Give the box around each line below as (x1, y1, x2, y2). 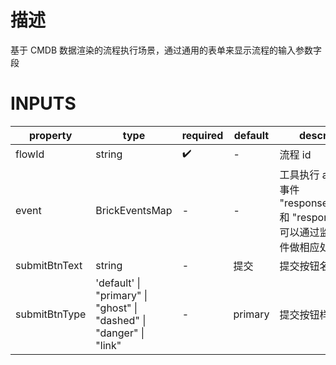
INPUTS (10, 92, 77, 115)
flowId (15, 147, 45, 161)
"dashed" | (95, 313, 147, 327)
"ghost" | (95, 301, 138, 315)
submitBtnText (15, 258, 83, 272)
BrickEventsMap (95, 203, 173, 217)
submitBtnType (15, 307, 87, 321)
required (181, 128, 224, 142)
